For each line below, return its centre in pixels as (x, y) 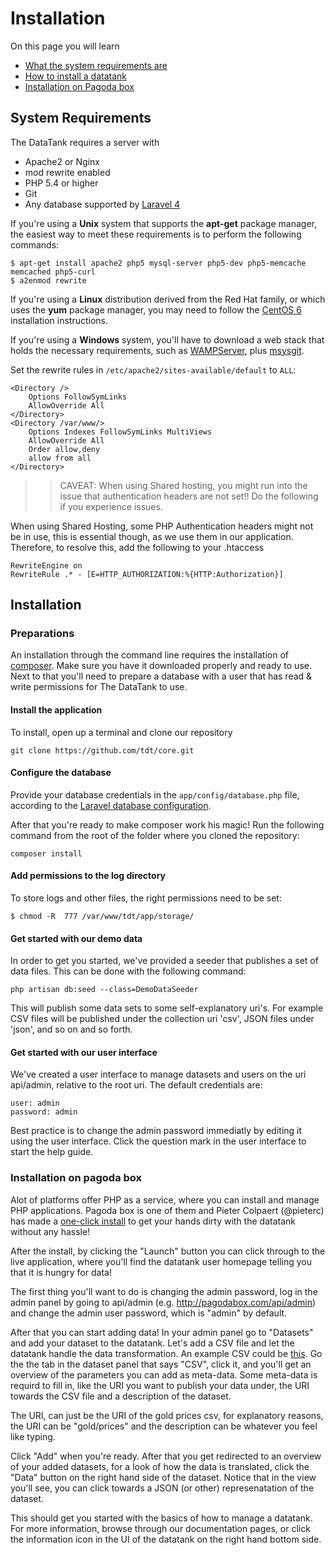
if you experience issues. (111, 506)
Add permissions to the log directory (88, 876)
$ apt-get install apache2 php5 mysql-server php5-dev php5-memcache (158, 263)
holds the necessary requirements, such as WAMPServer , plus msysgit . (157, 350)
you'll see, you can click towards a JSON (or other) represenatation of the (162, 1488)
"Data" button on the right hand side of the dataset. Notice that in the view (163, 1477)
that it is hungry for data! (61, 1272)
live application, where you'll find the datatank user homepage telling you (161, 1261)
